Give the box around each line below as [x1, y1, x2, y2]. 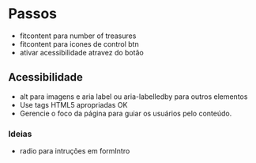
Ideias [8, 128, 32, 139]
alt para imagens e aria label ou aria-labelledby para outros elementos [19, 92, 248, 101]
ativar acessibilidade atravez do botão [19, 47, 144, 57]
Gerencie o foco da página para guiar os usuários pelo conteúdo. [19, 108, 232, 118]
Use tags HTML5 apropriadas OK [19, 100, 128, 109]
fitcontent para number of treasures [19, 31, 137, 40]
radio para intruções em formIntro [19, 146, 130, 156]
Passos [8, 5, 58, 23]
